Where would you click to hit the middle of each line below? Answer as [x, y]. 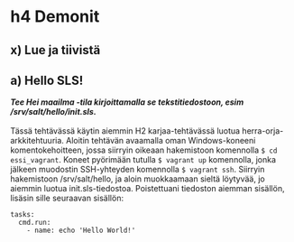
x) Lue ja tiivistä [55, 50]
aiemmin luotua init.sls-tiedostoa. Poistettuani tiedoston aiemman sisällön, [147, 189]
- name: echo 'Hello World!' [81, 231]
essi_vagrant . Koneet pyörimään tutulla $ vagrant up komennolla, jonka [143, 160]
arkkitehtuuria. [37, 141]
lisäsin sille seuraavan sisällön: [67, 198]
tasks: [23, 215]
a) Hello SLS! [47, 80]
